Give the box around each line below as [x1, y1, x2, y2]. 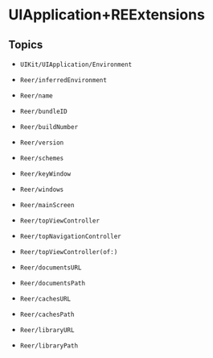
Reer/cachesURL [19, 295, 72, 303]
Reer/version [19, 139, 64, 147]
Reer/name [19, 92, 54, 100]
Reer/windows [19, 185, 64, 194]
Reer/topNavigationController [19, 232, 122, 240]
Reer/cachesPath [19, 310, 75, 318]
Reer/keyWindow [19, 170, 72, 178]
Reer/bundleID [19, 107, 68, 115]
